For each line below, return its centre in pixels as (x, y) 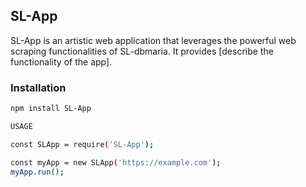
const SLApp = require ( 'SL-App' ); (82, 144)
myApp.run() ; (37, 172)
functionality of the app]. (61, 61)
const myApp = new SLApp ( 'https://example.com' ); (116, 162)
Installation (38, 87)
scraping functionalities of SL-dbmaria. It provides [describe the (142, 51)
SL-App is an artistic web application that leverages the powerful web (153, 40)
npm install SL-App (51, 109)
